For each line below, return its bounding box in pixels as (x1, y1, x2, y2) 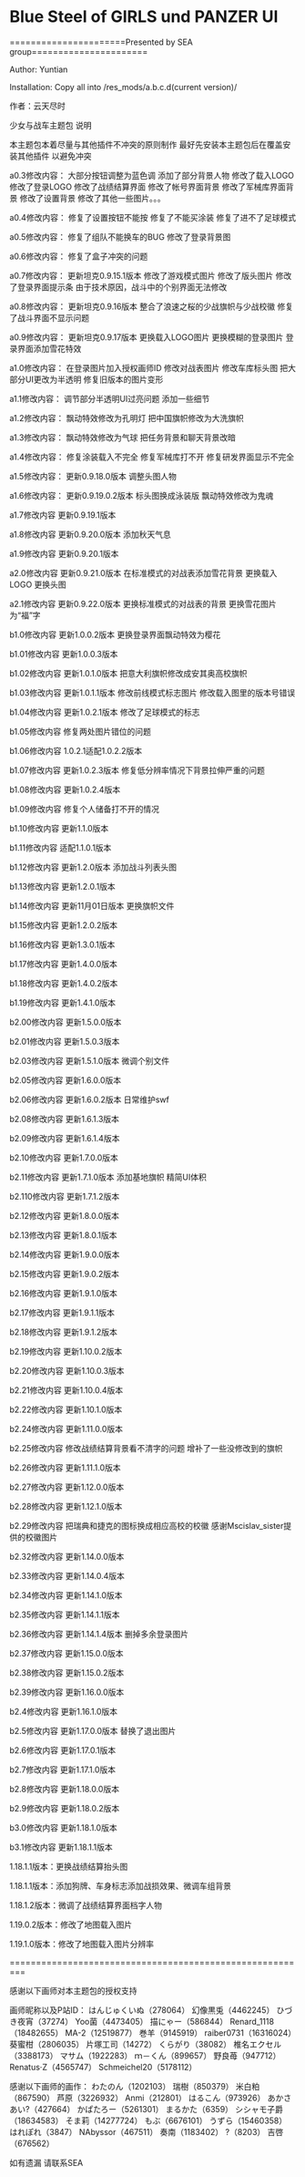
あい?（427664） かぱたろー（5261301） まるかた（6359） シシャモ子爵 (9, 2103, 284, 2114)
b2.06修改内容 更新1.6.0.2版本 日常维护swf (9, 1094, 170, 1105)
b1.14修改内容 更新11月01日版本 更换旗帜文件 (9, 900, 175, 911)
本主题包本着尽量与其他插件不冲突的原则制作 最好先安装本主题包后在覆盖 (9, 139, 283, 150)
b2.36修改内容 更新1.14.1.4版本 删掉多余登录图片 (9, 1628, 189, 1639)
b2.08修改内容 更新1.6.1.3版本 (9, 1113, 120, 1124)
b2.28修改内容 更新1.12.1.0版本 (9, 1501, 123, 1512)
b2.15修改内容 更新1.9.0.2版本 (9, 1268, 120, 1279)
